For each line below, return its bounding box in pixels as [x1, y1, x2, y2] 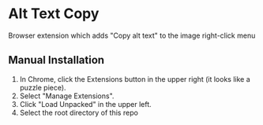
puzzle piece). [19, 83, 66, 92]
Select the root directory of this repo [19, 108, 138, 117]
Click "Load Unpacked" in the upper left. [19, 99, 152, 108]
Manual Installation [8, 53, 105, 67]
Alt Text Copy [8, 5, 100, 23]
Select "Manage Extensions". [19, 91, 115, 101]
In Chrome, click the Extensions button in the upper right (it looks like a [19, 74, 250, 83]
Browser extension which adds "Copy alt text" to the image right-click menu [8, 31, 256, 40]
